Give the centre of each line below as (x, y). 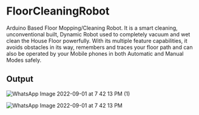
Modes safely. (24, 60)
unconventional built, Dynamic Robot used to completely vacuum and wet (98, 34)
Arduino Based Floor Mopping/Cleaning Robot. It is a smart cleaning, (92, 28)
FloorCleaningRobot (58, 11)
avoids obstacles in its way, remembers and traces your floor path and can (99, 47)
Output (20, 79)
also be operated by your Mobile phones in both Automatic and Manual (95, 53)
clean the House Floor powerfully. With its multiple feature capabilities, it (97, 41)
